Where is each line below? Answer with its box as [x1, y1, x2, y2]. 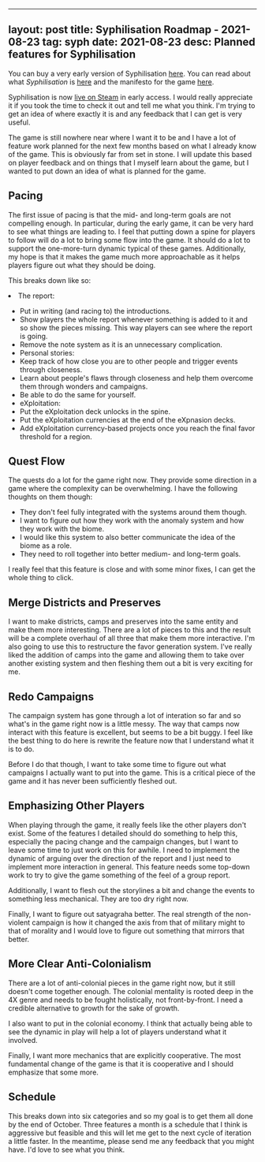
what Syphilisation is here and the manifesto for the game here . [8, 76, 215, 87]
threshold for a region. [19, 431, 92, 441]
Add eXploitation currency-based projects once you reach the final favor [19, 423, 256, 433]
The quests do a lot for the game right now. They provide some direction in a [8, 475, 257, 485]
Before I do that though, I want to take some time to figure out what [8, 760, 226, 769]
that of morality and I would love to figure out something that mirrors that [8, 926, 244, 935]
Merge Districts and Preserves [8, 596, 162, 609]
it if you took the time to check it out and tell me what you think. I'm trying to [8, 100, 256, 110]
